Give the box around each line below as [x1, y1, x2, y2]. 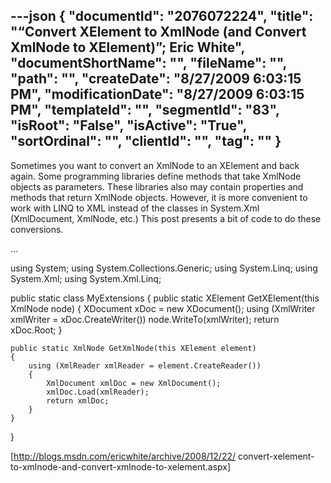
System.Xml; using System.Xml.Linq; [10, 272, 162, 284]
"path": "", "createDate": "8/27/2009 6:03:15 [10, 70, 302, 88]
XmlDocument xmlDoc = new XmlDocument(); [46, 378, 222, 388]
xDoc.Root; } [10, 324, 63, 336]
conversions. [10, 223, 64, 235]
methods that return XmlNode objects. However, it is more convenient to [10, 191, 308, 203]
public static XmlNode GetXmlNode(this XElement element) [10, 343, 257, 353]
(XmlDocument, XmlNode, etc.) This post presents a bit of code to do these [10, 212, 322, 224]
